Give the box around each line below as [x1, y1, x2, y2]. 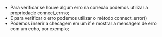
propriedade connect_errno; [10, 10, 70, 16]
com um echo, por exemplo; [10, 26, 70, 32]
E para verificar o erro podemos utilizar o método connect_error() [10, 15, 147, 21]
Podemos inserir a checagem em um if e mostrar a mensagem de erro [10, 20, 157, 26]
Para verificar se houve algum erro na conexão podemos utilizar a [10, 5, 148, 10]
